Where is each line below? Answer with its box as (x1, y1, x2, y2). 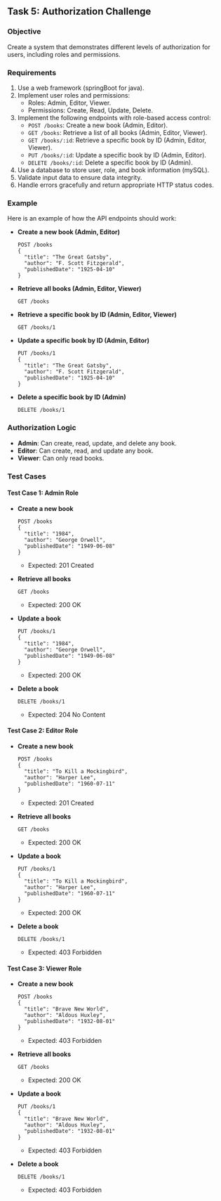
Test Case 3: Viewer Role (7, 964, 82, 973)
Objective (7, 27, 41, 37)
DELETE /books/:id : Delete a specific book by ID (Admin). (27, 158, 193, 167)
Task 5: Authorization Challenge (7, 6, 152, 18)
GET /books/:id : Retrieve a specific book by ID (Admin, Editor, (27, 136, 207, 144)
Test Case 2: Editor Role (7, 727, 79, 735)
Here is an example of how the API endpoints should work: (7, 214, 177, 223)
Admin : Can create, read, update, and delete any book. (17, 439, 177, 447)
